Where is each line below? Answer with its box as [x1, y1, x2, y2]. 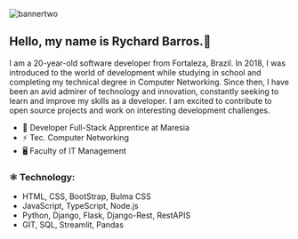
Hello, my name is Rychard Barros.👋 [9, 34, 212, 49]
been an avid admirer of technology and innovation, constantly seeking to [9, 85, 279, 97]
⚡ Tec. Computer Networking [21, 131, 129, 142]
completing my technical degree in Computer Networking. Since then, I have [9, 76, 289, 87]
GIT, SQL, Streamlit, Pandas [21, 219, 125, 230]
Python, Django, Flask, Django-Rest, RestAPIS [21, 210, 191, 221]
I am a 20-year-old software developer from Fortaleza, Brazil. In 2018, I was [9, 58, 286, 68]
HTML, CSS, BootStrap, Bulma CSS [21, 191, 151, 202]
